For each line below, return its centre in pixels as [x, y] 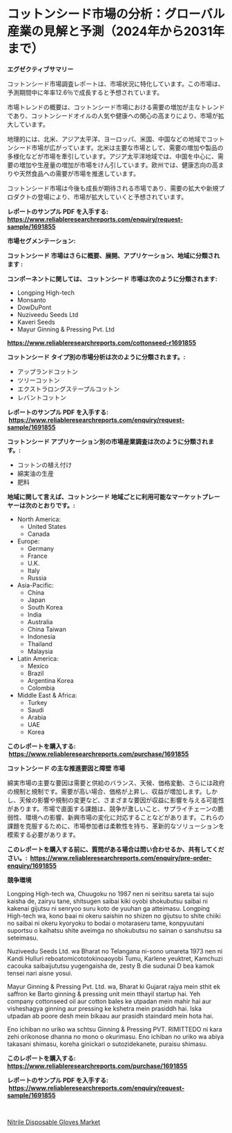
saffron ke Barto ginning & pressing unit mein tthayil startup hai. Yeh [104, 994]
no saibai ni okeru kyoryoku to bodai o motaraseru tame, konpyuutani [106, 923]
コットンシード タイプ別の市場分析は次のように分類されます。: [96, 357]
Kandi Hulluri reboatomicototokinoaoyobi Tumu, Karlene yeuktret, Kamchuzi [115, 958]
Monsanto [31, 300]
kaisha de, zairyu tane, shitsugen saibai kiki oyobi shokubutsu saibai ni [108, 901]
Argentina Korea [50, 680]
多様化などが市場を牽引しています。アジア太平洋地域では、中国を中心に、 [113, 156]
